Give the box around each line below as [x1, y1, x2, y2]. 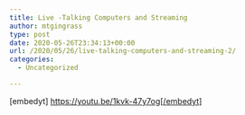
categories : [9, 55, 54, 64]
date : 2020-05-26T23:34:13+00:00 [9, 38, 136, 48]
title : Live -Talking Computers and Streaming [9, 13, 188, 22]
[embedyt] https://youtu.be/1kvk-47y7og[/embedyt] [9, 95, 203, 106]
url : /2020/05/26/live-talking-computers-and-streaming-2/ [9, 47, 237, 56]
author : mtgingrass [9, 22, 83, 31]
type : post [9, 30, 51, 39]
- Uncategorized [17, 64, 79, 73]
